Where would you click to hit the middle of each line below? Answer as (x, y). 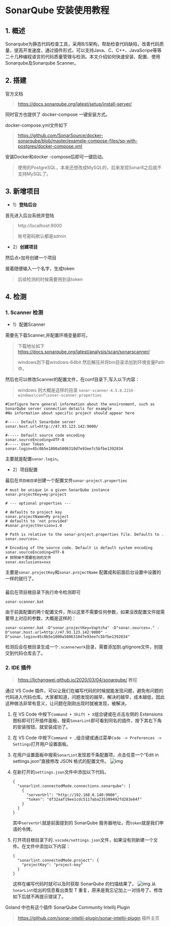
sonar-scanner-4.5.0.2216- (107, 391)
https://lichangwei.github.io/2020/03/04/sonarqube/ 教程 (77, 680)
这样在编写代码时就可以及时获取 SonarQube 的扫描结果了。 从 (84, 884)
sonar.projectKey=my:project (36, 495)
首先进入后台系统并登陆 (30, 215)
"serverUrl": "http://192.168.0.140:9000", (73, 795)
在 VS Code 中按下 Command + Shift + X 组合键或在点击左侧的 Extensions (88, 714)
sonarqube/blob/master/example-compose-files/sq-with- (78, 141)
